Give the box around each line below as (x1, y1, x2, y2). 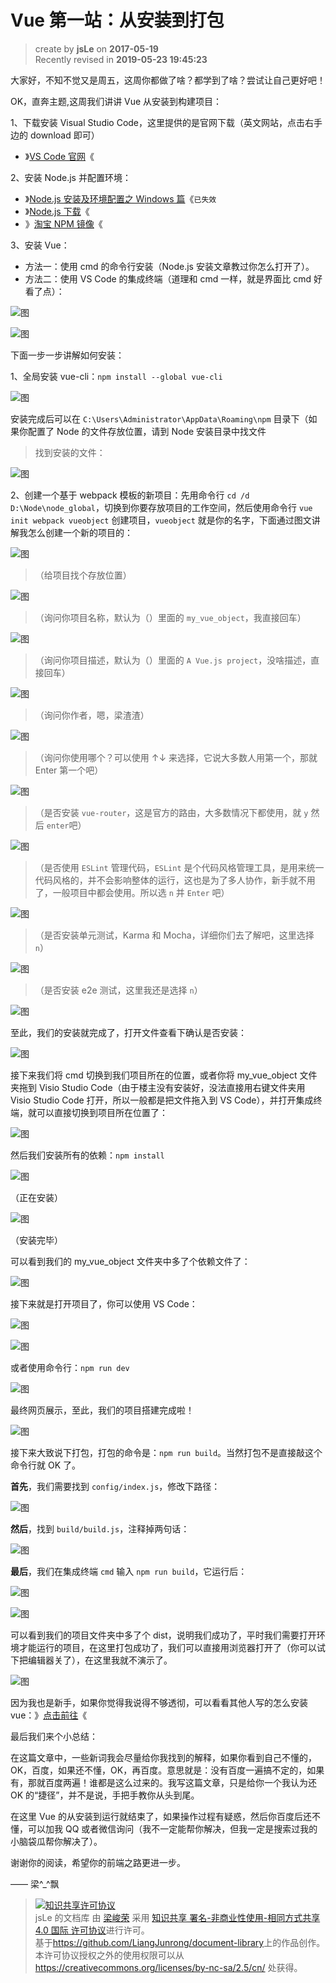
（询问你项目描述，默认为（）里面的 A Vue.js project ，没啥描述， (34, 654, 312, 666)
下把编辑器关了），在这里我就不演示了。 (10, 1654, 173, 1666)
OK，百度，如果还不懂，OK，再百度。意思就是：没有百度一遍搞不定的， (10, 1764, 308, 1776)
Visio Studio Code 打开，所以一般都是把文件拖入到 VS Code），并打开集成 (10, 1094, 314, 1106)
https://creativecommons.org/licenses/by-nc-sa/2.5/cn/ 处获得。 (34, 1961, 303, 1973)
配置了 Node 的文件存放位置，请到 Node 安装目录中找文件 (27, 425, 267, 437)
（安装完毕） (10, 1234, 63, 1246)
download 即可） (29, 129, 100, 141)
